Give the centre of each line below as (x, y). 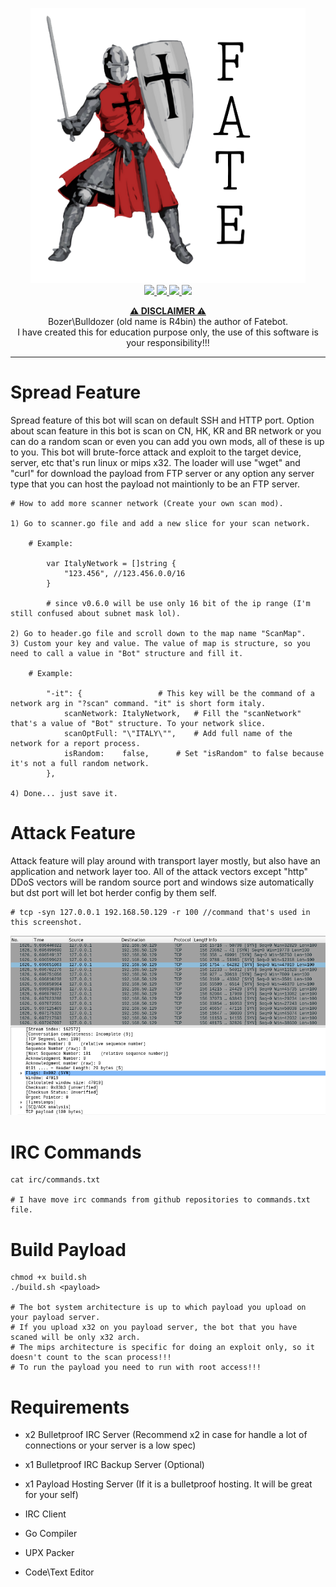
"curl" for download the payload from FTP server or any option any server (162, 473)
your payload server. (55, 1318)
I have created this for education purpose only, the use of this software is (168, 332)
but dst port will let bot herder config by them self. (113, 892)
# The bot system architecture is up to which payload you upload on (158, 1308)
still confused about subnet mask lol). (96, 613)
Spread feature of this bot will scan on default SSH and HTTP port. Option (162, 420)
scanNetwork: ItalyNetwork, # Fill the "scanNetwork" (182, 713)
